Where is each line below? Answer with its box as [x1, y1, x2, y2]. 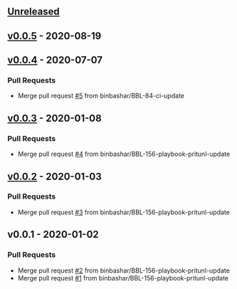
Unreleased [7, 6, 60, 18]
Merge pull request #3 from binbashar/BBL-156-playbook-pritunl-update [17, 208, 230, 216]
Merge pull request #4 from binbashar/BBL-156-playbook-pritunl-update [17, 149, 231, 159]
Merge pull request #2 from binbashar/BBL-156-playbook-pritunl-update [17, 266, 230, 275]
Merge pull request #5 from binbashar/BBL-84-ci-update [17, 92, 185, 100]
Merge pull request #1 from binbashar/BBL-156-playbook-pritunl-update [17, 273, 229, 282]
